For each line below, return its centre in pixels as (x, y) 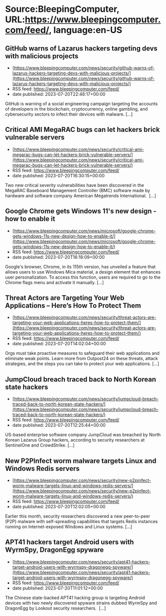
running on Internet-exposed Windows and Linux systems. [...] (69, 527)
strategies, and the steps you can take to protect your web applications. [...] (82, 364)
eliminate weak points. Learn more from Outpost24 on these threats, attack (82, 359)
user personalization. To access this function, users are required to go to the (83, 277)
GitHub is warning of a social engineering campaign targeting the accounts (82, 104)
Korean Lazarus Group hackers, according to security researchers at (75, 440)
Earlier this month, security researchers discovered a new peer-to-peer (78, 516)
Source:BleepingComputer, (62, 9)
